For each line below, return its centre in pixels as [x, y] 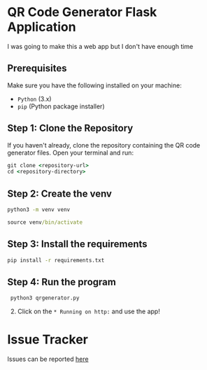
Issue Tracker [48, 340]
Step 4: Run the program [62, 282]
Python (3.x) [34, 99]
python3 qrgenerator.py [45, 298]
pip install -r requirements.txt [56, 260]
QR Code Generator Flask [82, 12]
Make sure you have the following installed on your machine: [94, 85]
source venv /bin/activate [45, 222]
